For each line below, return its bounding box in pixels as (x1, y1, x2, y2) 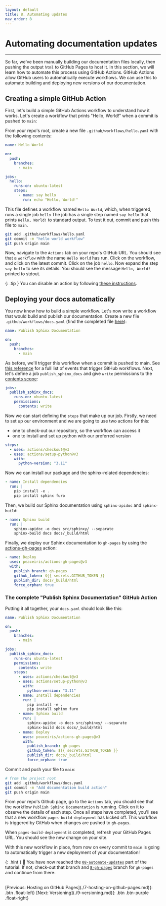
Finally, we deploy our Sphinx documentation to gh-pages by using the (5, 540, 147, 546)
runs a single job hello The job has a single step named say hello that (5, 211, 149, 217)
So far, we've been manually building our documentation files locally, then (5, 59, 156, 65)
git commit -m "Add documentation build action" (5, 785, 107, 790)
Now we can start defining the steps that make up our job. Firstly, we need (5, 413, 157, 419)
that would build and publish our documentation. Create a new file (5, 313, 140, 319)
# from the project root (5, 776, 56, 781)
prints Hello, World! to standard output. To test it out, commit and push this (5, 217, 160, 223)
